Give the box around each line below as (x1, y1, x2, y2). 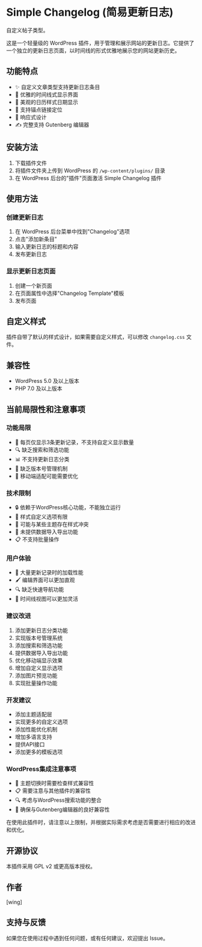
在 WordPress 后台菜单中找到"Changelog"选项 (14, 228, 130, 235)
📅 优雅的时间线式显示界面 (14, 91, 78, 98)
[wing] (6, 898, 22, 905)
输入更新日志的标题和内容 (14, 243, 79, 250)
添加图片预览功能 (14, 672, 58, 679)
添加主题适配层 (14, 711, 52, 718)
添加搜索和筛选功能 (14, 642, 63, 649)
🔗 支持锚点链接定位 (14, 106, 63, 113)
